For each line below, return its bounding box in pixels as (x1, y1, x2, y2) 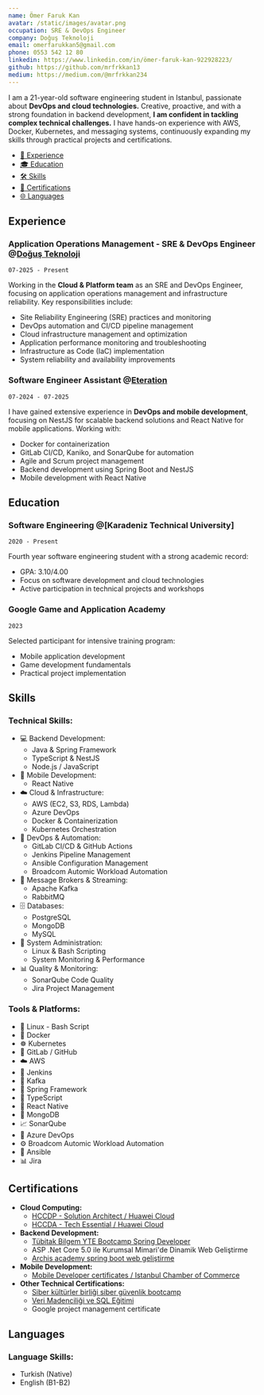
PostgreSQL (31, 912, 72, 923)
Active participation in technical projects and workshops (19, 584, 204, 593)
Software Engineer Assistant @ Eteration (8, 375, 168, 386)
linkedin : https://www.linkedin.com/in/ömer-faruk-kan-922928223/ (8, 56, 233, 64)
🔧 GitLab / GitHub (19, 1047, 78, 1056)
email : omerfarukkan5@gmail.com (8, 41, 115, 49)
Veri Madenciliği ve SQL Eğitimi (31, 1296, 134, 1305)
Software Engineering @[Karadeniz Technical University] (8, 519, 235, 530)
